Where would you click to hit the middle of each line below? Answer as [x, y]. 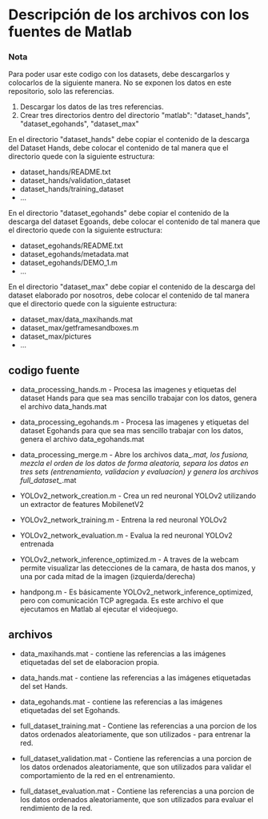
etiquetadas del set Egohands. [70, 711]
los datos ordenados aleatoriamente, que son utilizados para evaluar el [136, 800]
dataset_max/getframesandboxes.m [79, 328]
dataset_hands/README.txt [65, 172]
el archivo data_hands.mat [63, 407]
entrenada [37, 544]
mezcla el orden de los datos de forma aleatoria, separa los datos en [134, 464]
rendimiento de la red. [56, 809]
